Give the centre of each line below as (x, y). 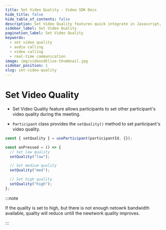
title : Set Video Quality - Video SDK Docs (51, 10)
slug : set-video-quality (31, 70)
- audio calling (26, 47)
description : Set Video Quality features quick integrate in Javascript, (83, 24)
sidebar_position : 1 (27, 65)
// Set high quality (31, 179)
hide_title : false (24, 14)
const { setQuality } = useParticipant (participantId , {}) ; (69, 138)
